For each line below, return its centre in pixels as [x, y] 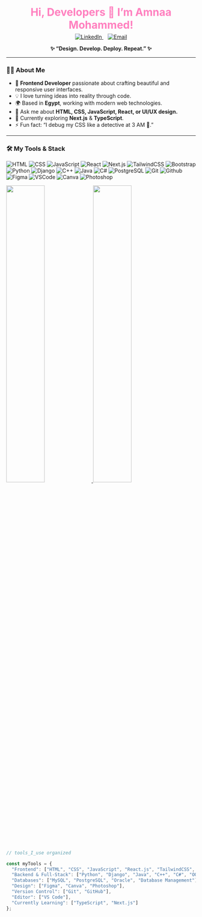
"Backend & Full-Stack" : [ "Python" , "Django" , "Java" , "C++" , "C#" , [99, 875]
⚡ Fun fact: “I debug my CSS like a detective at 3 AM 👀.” [84, 125]
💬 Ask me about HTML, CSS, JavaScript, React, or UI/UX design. [96, 112]
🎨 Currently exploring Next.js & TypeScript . [69, 118]
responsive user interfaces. [49, 90]
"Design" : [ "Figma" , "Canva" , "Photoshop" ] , [68, 886]
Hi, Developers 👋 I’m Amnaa [101, 12]
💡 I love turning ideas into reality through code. [73, 96]
